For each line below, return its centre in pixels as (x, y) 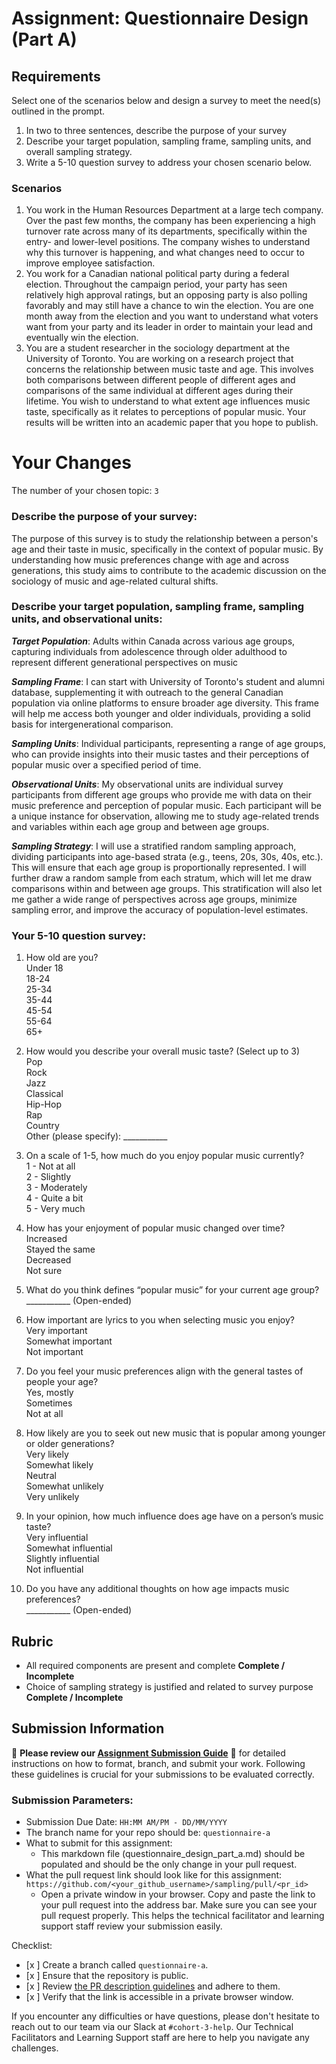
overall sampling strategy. (79, 151)
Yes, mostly (49, 1393)
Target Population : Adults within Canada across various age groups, (153, 641)
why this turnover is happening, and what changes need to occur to (165, 253)
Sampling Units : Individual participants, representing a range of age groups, (168, 743)
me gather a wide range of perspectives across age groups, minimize (154, 899)
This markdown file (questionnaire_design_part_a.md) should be (173, 1854)
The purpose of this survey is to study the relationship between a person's (165, 538)
